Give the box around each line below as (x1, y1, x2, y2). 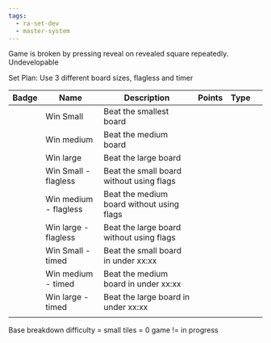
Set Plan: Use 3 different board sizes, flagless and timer (8, 73, 194, 83)
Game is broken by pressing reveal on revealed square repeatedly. (8, 49, 229, 59)
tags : (8, 11, 27, 20)
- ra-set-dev (15, 19, 60, 27)
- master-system (15, 27, 70, 35)
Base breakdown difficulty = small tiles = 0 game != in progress (8, 325, 219, 335)
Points (198, 92, 223, 103)
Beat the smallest (103, 106, 169, 117)
